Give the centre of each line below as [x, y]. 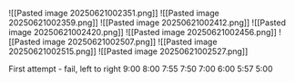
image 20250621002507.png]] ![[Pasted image [130, 41]
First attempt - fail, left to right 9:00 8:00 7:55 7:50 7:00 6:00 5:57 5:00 [141, 69]
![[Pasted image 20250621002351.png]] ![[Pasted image [114, 13]
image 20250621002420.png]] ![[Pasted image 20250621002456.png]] [142, 32]
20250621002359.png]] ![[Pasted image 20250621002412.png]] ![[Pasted [147, 23]
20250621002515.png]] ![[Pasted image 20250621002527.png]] [128, 51]
